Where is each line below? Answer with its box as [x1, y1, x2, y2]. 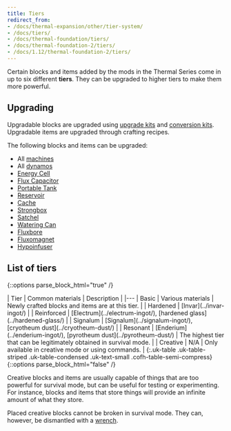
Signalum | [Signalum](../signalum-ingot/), [73, 316, 193, 324]
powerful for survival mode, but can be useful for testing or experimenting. [7, 381, 219, 389]
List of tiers [7, 263, 57, 274]
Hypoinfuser [17, 242, 53, 250]
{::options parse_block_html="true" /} [7, 281, 114, 289]
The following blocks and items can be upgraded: [7, 141, 148, 149]
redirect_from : [7, 17, 51, 23]
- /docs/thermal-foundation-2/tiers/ [7, 42, 116, 49]
